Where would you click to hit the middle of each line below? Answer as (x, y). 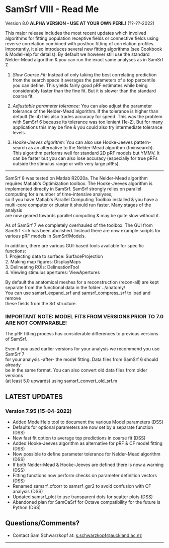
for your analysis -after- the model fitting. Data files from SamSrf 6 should (82, 359)
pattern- (143, 142)
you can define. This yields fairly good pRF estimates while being (80, 85)
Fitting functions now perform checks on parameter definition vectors (85, 475)
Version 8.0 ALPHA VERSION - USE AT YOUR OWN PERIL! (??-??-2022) (80, 23)
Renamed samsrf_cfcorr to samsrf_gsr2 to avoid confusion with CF (82, 486)
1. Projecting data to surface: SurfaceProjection (54, 256)
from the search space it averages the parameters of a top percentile (84, 80)
